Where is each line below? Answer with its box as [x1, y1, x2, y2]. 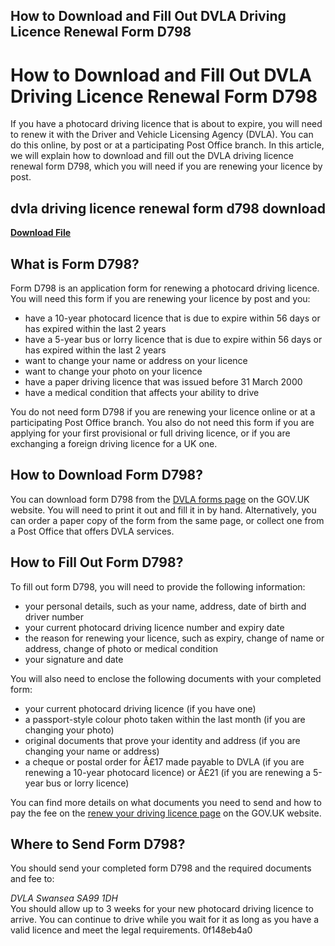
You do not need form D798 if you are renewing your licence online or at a [10, 405, 316, 418]
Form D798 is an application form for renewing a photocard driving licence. [10, 282, 320, 294]
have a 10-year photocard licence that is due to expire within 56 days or [24, 312, 321, 324]
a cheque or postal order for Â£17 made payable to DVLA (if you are [24, 755, 305, 768]
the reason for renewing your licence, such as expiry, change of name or [24, 632, 325, 644]
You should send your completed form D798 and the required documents [10, 862, 312, 874]
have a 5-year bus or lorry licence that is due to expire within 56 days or [24, 333, 323, 345]
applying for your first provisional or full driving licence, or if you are [10, 427, 291, 439]
